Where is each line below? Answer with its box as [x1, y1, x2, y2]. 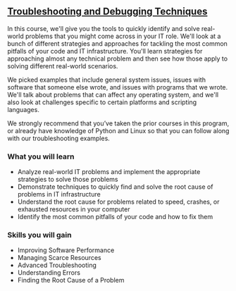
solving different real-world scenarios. [7, 61, 118, 70]
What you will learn [7, 151, 75, 161]
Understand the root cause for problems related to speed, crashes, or [17, 197, 220, 206]
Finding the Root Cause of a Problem [17, 276, 125, 285]
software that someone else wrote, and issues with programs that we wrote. [7, 82, 228, 91]
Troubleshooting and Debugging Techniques [7, 6, 208, 18]
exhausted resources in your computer [17, 205, 130, 213]
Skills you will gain [7, 230, 72, 240]
